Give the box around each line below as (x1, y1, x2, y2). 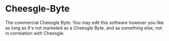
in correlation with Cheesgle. (5, 30, 65, 36)
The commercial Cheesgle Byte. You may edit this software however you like (5, 19, 164, 25)
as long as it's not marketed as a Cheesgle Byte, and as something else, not (5, 24, 162, 30)
